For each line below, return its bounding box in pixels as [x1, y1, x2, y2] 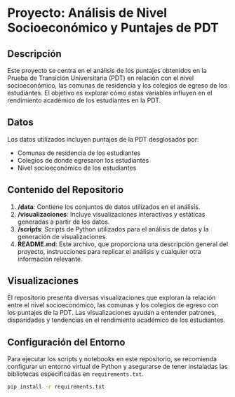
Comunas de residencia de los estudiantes [17, 149, 141, 157]
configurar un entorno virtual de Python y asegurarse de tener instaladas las [7, 363, 228, 371]
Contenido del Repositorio [7, 184, 124, 196]
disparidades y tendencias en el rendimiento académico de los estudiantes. [7, 316, 226, 324]
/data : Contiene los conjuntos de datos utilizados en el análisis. [17, 202, 201, 211]
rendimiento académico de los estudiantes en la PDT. [7, 96, 161, 105]
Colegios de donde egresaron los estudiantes [17, 156, 149, 164]
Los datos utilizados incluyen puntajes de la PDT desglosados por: [7, 135, 199, 143]
